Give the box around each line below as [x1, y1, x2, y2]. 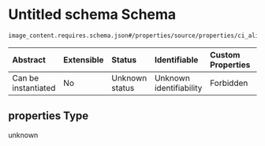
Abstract [12, 54, 46, 65]
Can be [12, 73, 39, 84]
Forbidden [210, 77, 248, 88]
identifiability [154, 82, 203, 93]
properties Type [8, 109, 89, 123]
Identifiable [154, 54, 199, 65]
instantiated [12, 82, 56, 93]
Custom [210, 49, 241, 60]
